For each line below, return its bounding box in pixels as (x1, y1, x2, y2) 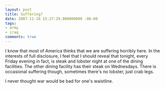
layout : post (5, 7, 32, 12)
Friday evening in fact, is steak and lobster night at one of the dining (5, 58, 143, 64)
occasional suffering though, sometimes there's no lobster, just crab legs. (5, 68, 154, 74)
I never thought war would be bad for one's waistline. (5, 78, 113, 84)
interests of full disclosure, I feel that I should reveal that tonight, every (5, 53, 148, 59)
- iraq (5, 30, 19, 35)
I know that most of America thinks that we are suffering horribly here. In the (5, 47, 160, 54)
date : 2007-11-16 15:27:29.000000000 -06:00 (5, 16, 98, 21)
